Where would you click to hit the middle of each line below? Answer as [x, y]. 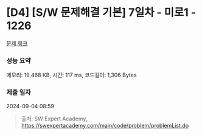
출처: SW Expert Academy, [54, 119]
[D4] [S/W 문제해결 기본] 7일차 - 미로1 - [101, 12]
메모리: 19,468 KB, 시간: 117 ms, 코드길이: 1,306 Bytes [71, 75]
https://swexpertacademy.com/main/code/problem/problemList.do [105, 125]
